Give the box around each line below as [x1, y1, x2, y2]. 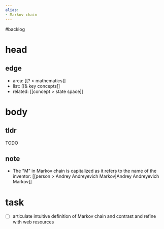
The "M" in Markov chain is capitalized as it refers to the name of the [12, 168, 157, 174]
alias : [5, 7, 19, 13]
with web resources [12, 219, 54, 225]
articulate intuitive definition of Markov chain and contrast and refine [12, 213, 156, 219]
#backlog [5, 26, 25, 32]
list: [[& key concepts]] [12, 83, 60, 89]
